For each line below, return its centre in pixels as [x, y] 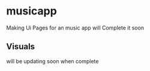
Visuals [20, 47]
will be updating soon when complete [52, 61]
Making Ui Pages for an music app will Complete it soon [75, 28]
